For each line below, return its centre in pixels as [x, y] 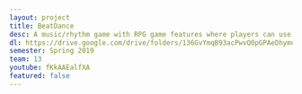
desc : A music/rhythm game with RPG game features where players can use [151, 34]
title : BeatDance [42, 26]
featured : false [40, 76]
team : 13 [26, 59]
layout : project [40, 17]
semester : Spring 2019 [52, 51]
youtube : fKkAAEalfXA [50, 68]
